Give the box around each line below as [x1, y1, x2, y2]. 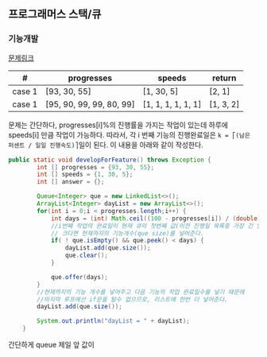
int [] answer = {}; [37, 178, 105, 186]
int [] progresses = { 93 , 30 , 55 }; [37, 163, 155, 171]
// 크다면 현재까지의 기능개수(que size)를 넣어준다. [50, 229, 204, 237]
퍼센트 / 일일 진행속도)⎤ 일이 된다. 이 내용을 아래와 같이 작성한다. [8, 140, 204, 149]
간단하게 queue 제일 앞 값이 [8, 340, 95, 350]
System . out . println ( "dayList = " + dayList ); [37, 317, 191, 325]
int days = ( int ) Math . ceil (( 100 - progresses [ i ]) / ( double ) [50, 214, 261, 223]
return [211, 72, 237, 83]
